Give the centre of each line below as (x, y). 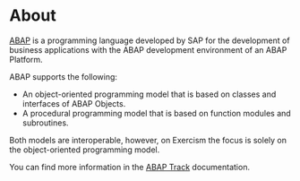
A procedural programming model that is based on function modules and (156, 113)
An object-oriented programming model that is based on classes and (149, 94)
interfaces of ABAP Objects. (74, 103)
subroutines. (45, 123)
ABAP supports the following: (64, 76)
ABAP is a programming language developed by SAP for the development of (150, 40)
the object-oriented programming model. (85, 150)
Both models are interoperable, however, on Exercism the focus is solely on (148, 140)
